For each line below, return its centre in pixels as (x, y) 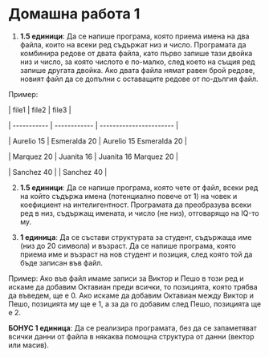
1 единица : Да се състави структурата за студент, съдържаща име (136, 237)
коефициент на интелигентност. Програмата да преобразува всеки (135, 205)
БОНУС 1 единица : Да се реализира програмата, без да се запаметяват (132, 328)
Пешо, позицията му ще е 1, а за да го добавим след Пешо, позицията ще (135, 304)
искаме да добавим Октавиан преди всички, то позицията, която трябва (133, 286)
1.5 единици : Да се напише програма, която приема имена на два (134, 36)
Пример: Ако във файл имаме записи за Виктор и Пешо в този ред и (126, 278)
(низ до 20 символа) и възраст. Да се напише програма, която (128, 245)
